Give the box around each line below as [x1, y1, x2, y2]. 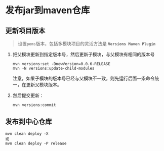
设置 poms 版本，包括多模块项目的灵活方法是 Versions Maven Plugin [17, 41, 156, 46]
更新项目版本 [5, 26, 46, 35]
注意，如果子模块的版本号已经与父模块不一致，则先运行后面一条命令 [12, 75, 155, 81]
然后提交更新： [12, 92, 44, 98]
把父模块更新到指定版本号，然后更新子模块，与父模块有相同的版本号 [12, 52, 155, 57]
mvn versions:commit [12, 103, 56, 108]
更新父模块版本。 [26, 82, 62, 87]
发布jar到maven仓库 [5, 5, 90, 16]
